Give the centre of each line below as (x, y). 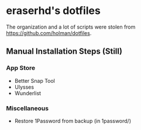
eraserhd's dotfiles (53, 11)
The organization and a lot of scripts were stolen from (71, 27)
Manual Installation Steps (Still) (64, 52)
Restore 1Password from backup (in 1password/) (73, 121)
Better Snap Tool (35, 80)
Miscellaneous (27, 108)
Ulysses (24, 87)
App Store (21, 68)
